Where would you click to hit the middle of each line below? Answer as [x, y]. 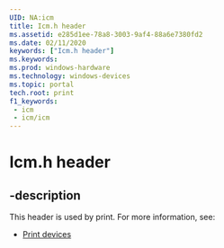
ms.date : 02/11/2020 [48, 43]
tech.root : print [42, 93]
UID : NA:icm [31, 18]
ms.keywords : [34, 59]
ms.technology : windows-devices [70, 76]
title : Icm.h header [48, 26]
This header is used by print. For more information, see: [112, 217]
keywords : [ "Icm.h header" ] [62, 51]
